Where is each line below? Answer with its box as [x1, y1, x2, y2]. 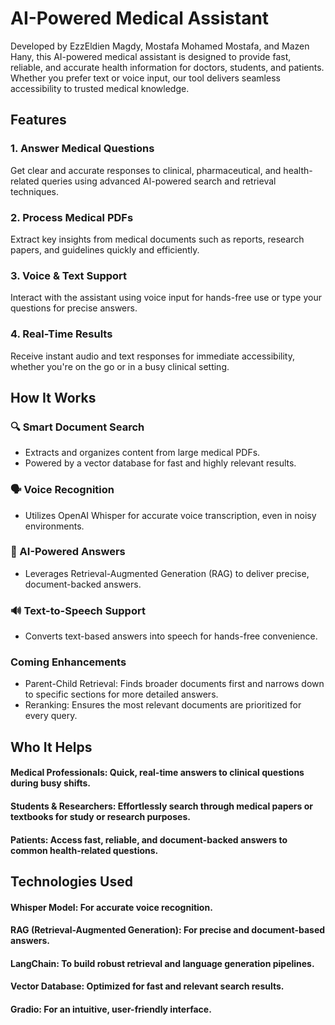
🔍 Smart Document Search [10, 420, 145, 434]
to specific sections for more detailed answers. [24, 688, 219, 701]
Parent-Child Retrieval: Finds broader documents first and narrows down [24, 678, 325, 690]
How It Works [10, 389, 97, 406]
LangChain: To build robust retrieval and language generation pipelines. [10, 957, 315, 969]
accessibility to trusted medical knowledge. [10, 82, 190, 94]
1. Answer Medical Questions [10, 142, 155, 156]
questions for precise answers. [10, 302, 138, 314]
